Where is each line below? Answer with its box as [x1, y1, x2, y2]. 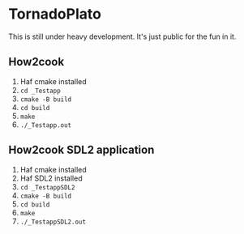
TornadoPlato [8, 5, 101, 23]
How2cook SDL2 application [8, 143, 155, 157]
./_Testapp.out [19, 121, 72, 130]
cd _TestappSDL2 [19, 183, 75, 191]
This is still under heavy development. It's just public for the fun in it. [8, 32, 237, 41]
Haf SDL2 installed [19, 173, 83, 183]
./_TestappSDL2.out [19, 218, 87, 226]
